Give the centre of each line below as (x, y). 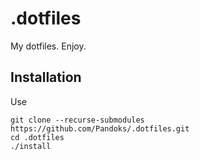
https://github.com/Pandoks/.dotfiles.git (100, 128)
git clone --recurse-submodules (77, 120)
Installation (46, 77)
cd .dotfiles (37, 137)
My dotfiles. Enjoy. (48, 46)
